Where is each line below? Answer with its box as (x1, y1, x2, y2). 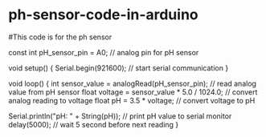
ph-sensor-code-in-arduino (8, 6, 198, 24)
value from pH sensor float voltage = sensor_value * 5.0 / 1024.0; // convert (8, 87, 258, 97)
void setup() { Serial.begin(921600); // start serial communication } (8, 62, 229, 73)
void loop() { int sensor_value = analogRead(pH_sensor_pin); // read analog (8, 79, 257, 88)
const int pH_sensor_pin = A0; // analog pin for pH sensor (8, 47, 199, 57)
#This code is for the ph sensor (8, 32, 113, 42)
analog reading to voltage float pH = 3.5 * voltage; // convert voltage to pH (8, 95, 256, 105)
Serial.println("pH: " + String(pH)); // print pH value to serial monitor (8, 111, 232, 121)
